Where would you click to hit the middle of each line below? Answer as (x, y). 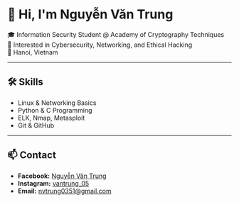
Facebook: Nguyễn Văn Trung (62, 176)
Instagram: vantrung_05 (53, 183)
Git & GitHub (36, 125)
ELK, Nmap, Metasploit (51, 118)
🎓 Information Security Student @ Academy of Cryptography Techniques (116, 34)
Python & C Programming (55, 110)
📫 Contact (32, 155)
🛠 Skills (26, 82)
